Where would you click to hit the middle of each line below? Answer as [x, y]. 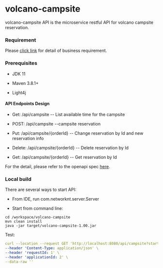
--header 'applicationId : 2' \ [37, 257]
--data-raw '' [19, 262]
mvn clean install [24, 221]
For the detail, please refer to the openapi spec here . [57, 166]
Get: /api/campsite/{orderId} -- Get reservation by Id [65, 157]
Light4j [19, 93]
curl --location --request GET [37, 244]
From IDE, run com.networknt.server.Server [56, 199]
